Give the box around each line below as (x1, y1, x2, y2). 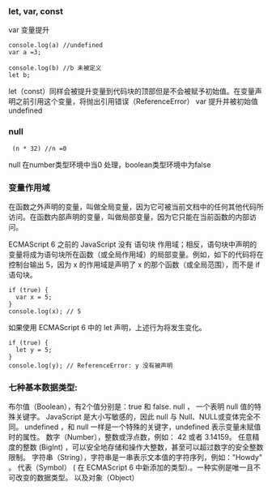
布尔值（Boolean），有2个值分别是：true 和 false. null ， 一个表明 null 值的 (8, 402, 255, 411)
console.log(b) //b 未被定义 (8, 64, 102, 72)
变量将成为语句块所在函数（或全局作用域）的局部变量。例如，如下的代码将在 (8, 249, 264, 259)
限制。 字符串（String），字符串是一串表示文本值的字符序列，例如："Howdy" (8, 453, 263, 462)
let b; (8, 71, 31, 80)
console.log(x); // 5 (8, 307, 82, 316)
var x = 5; (15, 293, 53, 301)
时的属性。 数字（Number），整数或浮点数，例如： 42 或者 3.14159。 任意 (8, 432, 253, 442)
